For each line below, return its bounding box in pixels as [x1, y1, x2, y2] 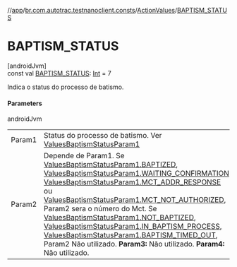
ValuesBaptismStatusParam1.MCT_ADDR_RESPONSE [43, 177, 221, 187]
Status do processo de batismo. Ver [43, 131, 162, 141]
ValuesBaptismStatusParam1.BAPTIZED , [43, 160, 178, 170]
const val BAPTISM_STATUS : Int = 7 [7, 69, 111, 77]
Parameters [7, 99, 42, 107]
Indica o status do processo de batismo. [7, 83, 124, 91]
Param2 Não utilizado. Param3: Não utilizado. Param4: [43, 239, 225, 249]
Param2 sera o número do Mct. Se [43, 204, 157, 214]
